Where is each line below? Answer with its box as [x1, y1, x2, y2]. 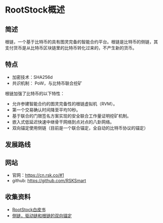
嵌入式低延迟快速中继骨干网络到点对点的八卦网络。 [12, 119, 114, 125]
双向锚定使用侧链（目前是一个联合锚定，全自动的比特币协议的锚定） [12, 125, 148, 131]
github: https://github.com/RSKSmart [12, 178, 86, 184]
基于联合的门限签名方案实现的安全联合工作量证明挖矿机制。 [12, 113, 131, 119]
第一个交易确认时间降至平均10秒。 [12, 107, 81, 113]
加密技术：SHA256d [12, 74, 53, 80]
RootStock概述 [5, 4, 65, 15]
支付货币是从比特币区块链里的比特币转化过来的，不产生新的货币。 [5, 45, 137, 51]
